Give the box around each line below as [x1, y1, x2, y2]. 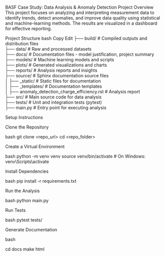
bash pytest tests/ [5, 217, 43, 223]
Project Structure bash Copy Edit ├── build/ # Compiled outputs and [5, 35, 147, 41]
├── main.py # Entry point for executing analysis [5, 105, 107, 110]
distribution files [5, 41, 39, 47]
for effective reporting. [5, 26, 52, 32]
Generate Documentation [5, 227, 58, 232]
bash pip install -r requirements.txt [5, 178, 77, 184]
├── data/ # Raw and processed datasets [5, 46, 92, 52]
